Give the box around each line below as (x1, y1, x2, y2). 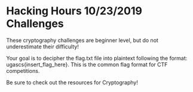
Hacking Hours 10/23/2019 (6, 4, 142, 18)
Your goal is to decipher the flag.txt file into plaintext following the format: (6, 54, 188, 62)
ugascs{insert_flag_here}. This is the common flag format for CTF (6, 61, 168, 68)
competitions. (6, 67, 40, 74)
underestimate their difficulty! (6, 43, 79, 50)
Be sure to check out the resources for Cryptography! (6, 79, 139, 86)
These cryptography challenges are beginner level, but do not (6, 36, 158, 44)
